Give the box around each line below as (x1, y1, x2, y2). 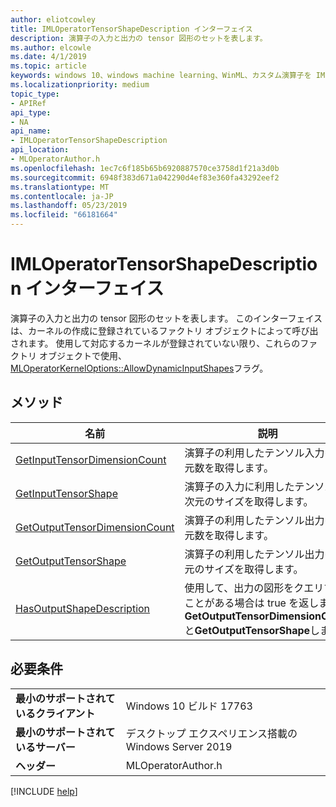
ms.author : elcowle (10, 42, 92, 53)
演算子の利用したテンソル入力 (184, 446, 325, 460)
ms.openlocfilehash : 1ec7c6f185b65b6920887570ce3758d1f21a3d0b (10, 163, 280, 173)
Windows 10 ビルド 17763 (125, 699, 253, 713)
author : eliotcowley (10, 14, 97, 25)
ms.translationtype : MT (10, 182, 110, 192)
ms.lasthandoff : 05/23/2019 (10, 201, 128, 211)
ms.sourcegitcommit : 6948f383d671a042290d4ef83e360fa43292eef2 (10, 172, 280, 183)
